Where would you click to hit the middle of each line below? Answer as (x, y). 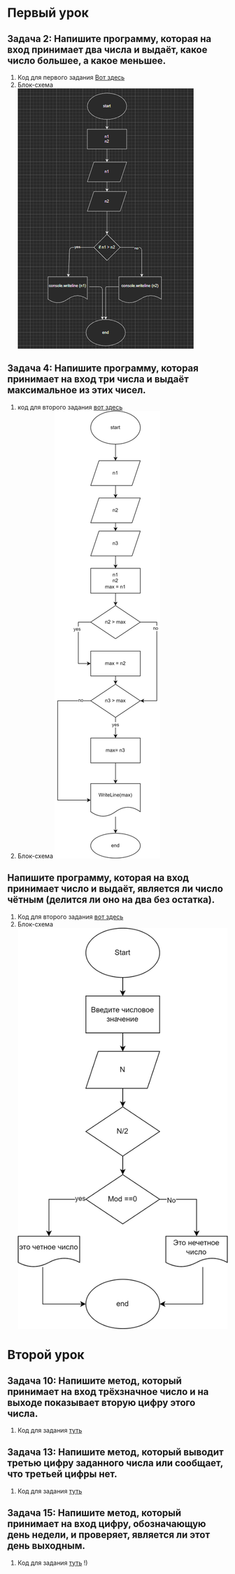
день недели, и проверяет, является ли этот (109, 1535)
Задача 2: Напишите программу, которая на (109, 39)
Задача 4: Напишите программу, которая (103, 368)
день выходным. (46, 1546)
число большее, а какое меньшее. (87, 61)
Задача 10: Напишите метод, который (94, 1380)
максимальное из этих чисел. (77, 390)
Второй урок (46, 1355)
